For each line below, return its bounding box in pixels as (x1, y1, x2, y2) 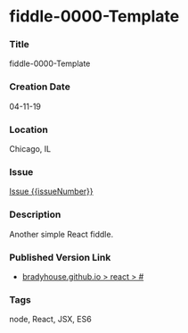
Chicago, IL (9, 144, 52, 154)
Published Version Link (9, 251, 111, 263)
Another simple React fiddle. (9, 229, 114, 239)
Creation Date (9, 80, 71, 93)
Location (9, 123, 49, 136)
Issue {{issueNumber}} (9, 186, 94, 197)
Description (9, 208, 61, 221)
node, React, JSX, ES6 (9, 314, 92, 325)
